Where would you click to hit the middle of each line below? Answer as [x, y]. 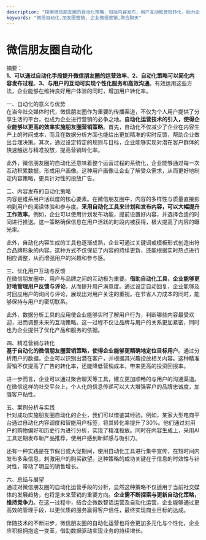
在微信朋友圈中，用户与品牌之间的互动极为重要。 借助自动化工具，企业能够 [100, 279]
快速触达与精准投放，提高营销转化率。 [55, 150]
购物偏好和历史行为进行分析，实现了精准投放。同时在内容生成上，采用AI [108, 430]
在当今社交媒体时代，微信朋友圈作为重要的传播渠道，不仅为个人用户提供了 [100, 112]
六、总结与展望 [25, 479]
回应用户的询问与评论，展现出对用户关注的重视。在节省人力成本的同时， [103, 294]
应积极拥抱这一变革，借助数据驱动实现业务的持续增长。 [76, 531]
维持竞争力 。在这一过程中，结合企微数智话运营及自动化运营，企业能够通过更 [103, 503]
